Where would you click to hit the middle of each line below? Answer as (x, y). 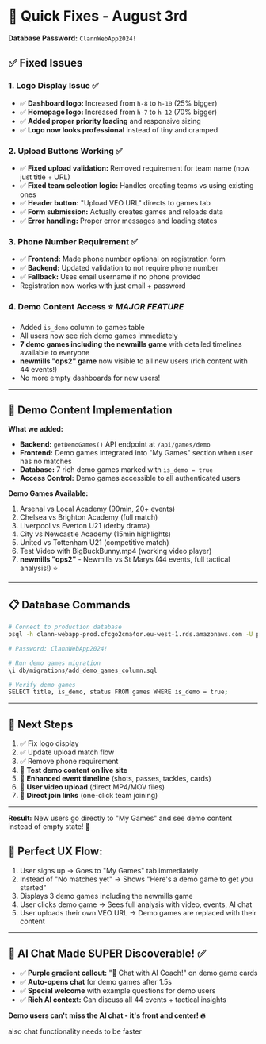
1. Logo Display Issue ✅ (54, 86)
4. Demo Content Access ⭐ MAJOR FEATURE (96, 307)
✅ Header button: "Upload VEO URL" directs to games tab (115, 202)
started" (33, 887)
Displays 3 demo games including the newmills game (106, 896)
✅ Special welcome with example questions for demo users (118, 990)
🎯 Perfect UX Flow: (55, 852)
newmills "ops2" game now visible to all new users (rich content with (133, 361)
